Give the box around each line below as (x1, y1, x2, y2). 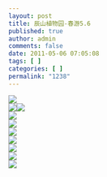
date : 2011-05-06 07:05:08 (8, 50, 100, 58)
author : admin (8, 34, 57, 43)
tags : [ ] (8, 58, 42, 66)
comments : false (8, 42, 63, 50)
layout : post (8, 11, 53, 20)
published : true (8, 27, 63, 35)
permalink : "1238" (8, 72, 71, 80)
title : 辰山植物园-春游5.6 (8, 19, 91, 28)
